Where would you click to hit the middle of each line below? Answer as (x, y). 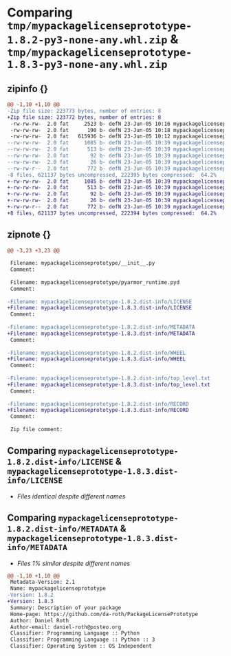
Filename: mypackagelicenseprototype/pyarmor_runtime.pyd (95, 282)
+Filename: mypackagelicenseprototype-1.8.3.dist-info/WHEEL (97, 359)
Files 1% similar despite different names (74, 563)
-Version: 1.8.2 (30, 595)
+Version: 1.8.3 (30, 602)
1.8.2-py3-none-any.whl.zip (87, 40)
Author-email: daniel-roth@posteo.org (66, 627)
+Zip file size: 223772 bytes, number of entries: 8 (84, 117)
